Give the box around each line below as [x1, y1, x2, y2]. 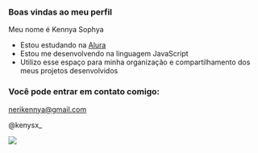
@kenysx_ [8, 120, 43, 130]
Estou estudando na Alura [19, 40, 106, 50]
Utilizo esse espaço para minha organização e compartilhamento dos [19, 57, 251, 67]
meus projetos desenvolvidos [19, 66, 119, 76]
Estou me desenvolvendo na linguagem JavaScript [19, 49, 189, 59]
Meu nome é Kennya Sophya [8, 25, 104, 35]
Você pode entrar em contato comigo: [8, 86, 160, 97]
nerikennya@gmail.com [8, 104, 87, 114]
